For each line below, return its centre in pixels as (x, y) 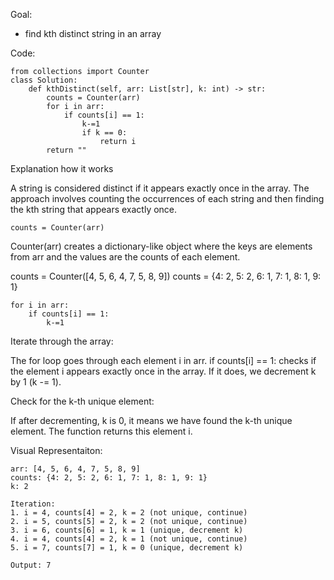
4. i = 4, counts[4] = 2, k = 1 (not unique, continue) (129, 539)
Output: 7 (31, 565)
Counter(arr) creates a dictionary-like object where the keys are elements (161, 246)
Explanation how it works (62, 168)
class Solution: (44, 80)
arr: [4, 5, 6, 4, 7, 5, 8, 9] (75, 469)
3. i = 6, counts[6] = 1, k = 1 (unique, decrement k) (127, 530)
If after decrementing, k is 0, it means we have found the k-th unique (151, 420)
